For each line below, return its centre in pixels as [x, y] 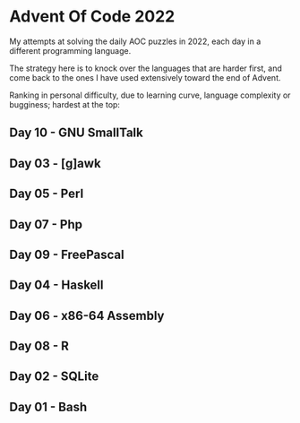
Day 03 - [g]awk [55, 163]
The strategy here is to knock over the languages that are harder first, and [146, 68]
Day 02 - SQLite [54, 377]
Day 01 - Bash [48, 406]
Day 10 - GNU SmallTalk [76, 133]
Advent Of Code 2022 [92, 17]
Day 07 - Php [46, 224]
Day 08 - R [39, 346]
